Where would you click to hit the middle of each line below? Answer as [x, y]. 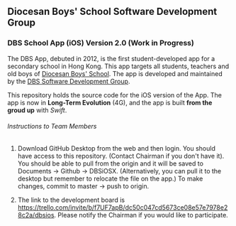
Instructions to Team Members [52, 127]
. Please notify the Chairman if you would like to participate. [141, 215]
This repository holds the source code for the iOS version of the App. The [114, 95]
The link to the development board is [71, 200]
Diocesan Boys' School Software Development [112, 12]
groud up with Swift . [37, 110]
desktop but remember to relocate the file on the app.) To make [110, 178]
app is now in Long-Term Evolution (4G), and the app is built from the [110, 102]
